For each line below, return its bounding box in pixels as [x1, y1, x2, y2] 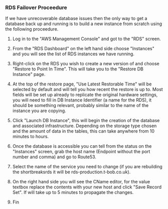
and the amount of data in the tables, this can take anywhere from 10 [12, 128, 154, 134]
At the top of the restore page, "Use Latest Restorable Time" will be [12, 81, 152, 87]
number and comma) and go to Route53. [12, 154, 97, 160]
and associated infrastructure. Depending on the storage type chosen [12, 123, 157, 129]
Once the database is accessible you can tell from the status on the [12, 143, 152, 149]
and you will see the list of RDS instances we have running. [12, 51, 134, 57]
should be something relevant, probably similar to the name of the [12, 102, 149, 109]
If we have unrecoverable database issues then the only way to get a [5, 16, 147, 22]
